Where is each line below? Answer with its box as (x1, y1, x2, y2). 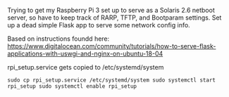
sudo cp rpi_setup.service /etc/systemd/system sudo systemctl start (7, 77, 216, 84)
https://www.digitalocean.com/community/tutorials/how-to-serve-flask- (7, 42, 216, 50)
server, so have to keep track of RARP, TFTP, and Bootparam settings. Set (7, 13, 222, 22)
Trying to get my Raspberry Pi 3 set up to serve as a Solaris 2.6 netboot (7, 6, 215, 14)
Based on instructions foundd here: (7, 34, 110, 43)
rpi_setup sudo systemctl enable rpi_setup (7, 83, 137, 90)
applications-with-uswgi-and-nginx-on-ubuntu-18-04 (7, 49, 163, 58)
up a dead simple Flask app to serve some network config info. (7, 21, 190, 29)
